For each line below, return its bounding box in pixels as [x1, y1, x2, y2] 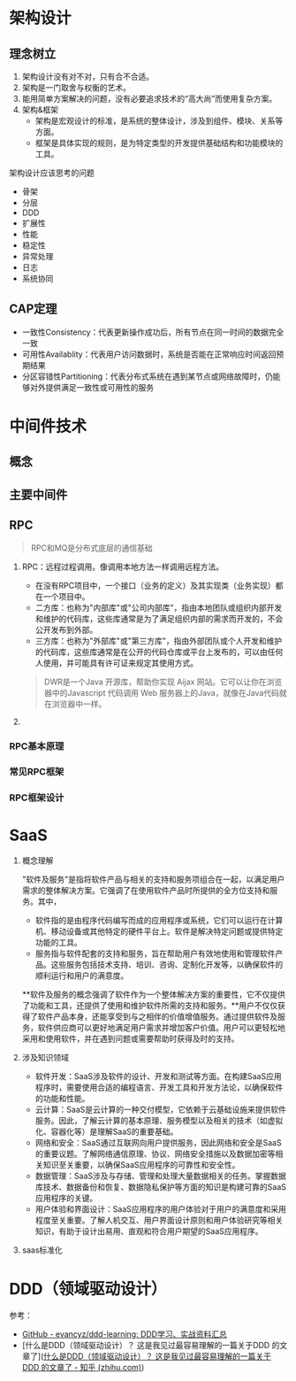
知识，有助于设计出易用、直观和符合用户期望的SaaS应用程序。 [34, 1226, 263, 1237]
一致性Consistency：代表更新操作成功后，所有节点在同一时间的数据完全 [21, 327, 285, 337]
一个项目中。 [42, 590, 90, 602]
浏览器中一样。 [51, 698, 107, 709]
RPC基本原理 [9, 740, 65, 752]
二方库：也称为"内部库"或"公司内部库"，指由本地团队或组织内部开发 [34, 602, 283, 613]
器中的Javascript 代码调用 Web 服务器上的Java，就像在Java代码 [43, 687, 280, 698]
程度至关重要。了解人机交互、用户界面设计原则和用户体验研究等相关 [34, 1215, 284, 1226]
